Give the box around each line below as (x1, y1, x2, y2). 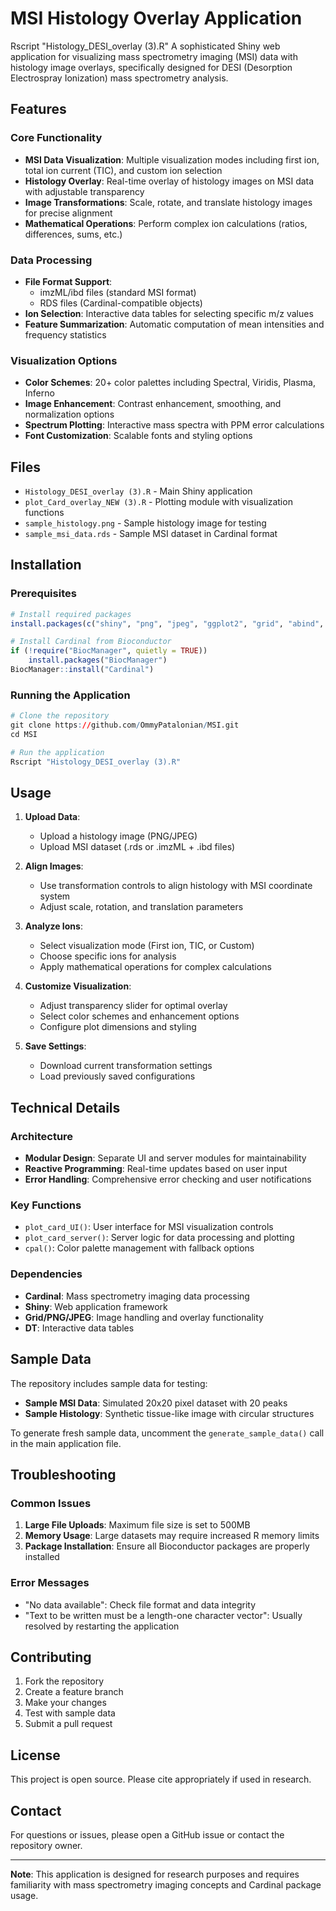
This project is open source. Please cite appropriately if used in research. (10, 1773, 312, 1786)
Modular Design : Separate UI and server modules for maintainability (24, 1152, 307, 1164)
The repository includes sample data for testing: (10, 1377, 208, 1389)
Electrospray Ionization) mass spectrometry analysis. (10, 72, 229, 84)
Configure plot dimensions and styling (39, 1021, 197, 1033)
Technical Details (10, 1099, 121, 1116)
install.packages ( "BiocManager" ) (28, 655, 168, 666)
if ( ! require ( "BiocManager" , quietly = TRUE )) (10, 646, 208, 656)
